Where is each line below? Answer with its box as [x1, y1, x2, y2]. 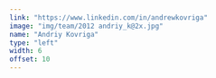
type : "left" [9, 38, 59, 48]
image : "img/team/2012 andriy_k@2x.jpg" [9, 22, 164, 30]
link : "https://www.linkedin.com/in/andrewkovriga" [9, 13, 208, 22]
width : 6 [9, 47, 42, 56]
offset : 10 [9, 55, 51, 64]
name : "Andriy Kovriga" [9, 30, 99, 39]
